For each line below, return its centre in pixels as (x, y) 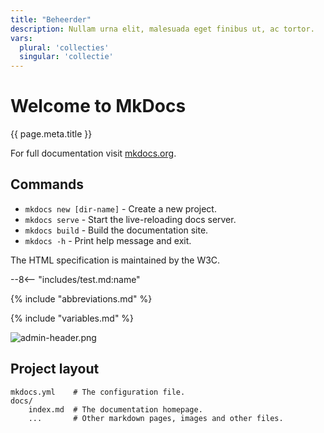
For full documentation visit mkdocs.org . (93, 153)
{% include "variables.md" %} (72, 318)
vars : (21, 38)
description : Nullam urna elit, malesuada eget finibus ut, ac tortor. (162, 29)
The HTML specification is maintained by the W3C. (115, 260)
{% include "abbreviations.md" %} (81, 298)
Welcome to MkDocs (98, 106)
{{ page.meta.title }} (51, 134)
